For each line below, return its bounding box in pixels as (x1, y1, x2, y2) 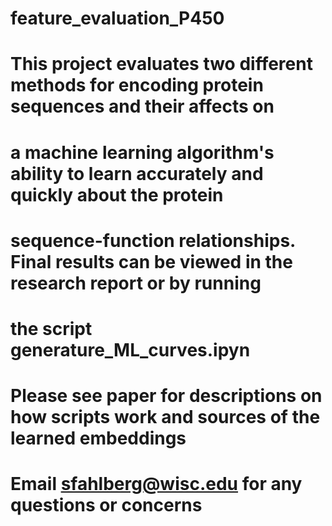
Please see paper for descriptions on (10, 385, 323, 407)
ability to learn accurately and (10, 162, 264, 185)
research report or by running (10, 272, 262, 294)
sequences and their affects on (10, 95, 275, 118)
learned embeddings (10, 427, 187, 450)
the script (10, 317, 93, 340)
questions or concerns (10, 494, 203, 517)
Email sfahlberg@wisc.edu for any (10, 473, 303, 496)
